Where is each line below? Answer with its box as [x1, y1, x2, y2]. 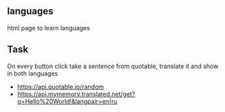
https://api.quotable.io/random [17, 82, 105, 91]
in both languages [7, 69, 58, 78]
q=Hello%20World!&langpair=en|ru [17, 97, 118, 105]
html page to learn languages [7, 23, 91, 32]
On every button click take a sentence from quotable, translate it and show [7, 62, 219, 70]
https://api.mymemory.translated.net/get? [17, 89, 136, 98]
